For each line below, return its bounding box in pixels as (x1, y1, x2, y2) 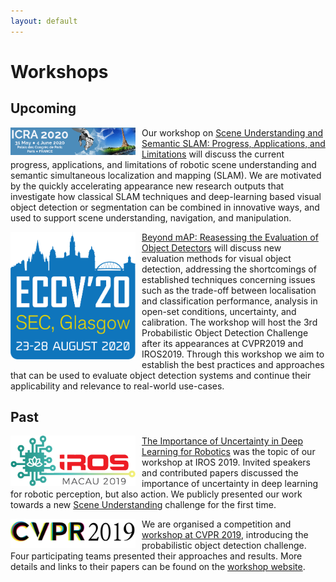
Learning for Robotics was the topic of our (141, 446, 316, 458)
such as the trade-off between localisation (141, 284, 317, 296)
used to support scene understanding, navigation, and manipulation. (10, 211, 292, 224)
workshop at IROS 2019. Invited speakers (141, 456, 311, 469)
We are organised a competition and (141, 518, 292, 530)
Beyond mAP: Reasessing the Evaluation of (141, 231, 319, 243)
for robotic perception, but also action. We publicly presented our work (10, 488, 303, 500)
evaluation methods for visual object (141, 252, 292, 264)
